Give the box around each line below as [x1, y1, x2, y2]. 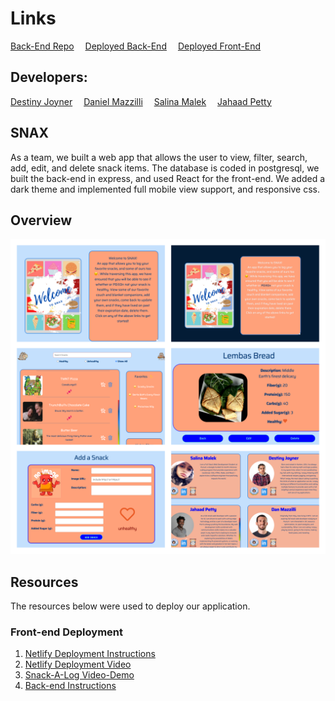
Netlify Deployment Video [24, 658, 132, 671]
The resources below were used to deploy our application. [10, 600, 251, 612]
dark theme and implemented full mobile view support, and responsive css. [10, 183, 321, 195]
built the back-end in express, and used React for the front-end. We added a [10, 172, 326, 184]
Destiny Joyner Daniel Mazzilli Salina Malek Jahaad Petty [10, 95, 272, 107]
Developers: [10, 69, 88, 86]
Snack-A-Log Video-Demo [24, 669, 135, 681]
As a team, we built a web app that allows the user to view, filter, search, [10, 151, 308, 163]
